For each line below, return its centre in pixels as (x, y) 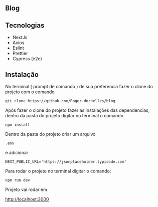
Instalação (22, 74)
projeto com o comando (30, 92)
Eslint (18, 48)
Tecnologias (25, 25)
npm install (18, 125)
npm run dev (18, 180)
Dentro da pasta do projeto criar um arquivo (50, 134)
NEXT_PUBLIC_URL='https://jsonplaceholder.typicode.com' (66, 162)
